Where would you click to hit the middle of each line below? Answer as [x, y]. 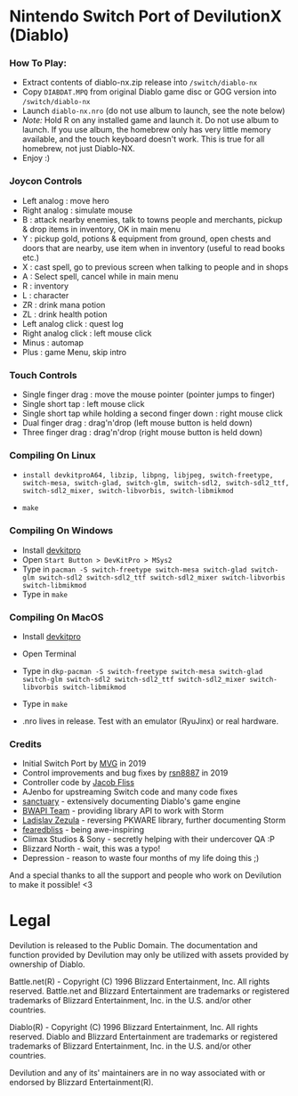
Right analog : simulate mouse [77, 210]
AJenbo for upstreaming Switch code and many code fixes [130, 792]
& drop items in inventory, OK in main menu [101, 229]
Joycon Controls [46, 182]
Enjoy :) [36, 158]
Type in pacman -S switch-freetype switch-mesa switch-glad [134, 569]
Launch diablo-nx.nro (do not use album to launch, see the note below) [153, 111]
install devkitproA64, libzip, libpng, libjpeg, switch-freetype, [148, 475]
